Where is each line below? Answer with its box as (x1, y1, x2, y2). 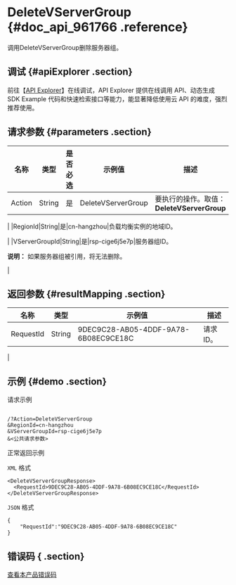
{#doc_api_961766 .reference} (7, 19, 188, 35)
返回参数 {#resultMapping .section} (7, 288, 166, 300)
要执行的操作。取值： (155, 194, 226, 204)
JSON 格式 (7, 503, 34, 512)
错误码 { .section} (7, 550, 85, 562)
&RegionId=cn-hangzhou (7, 422, 74, 429)
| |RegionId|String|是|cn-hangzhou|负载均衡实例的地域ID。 (7, 222, 177, 231)
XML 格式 (7, 463, 32, 472)
